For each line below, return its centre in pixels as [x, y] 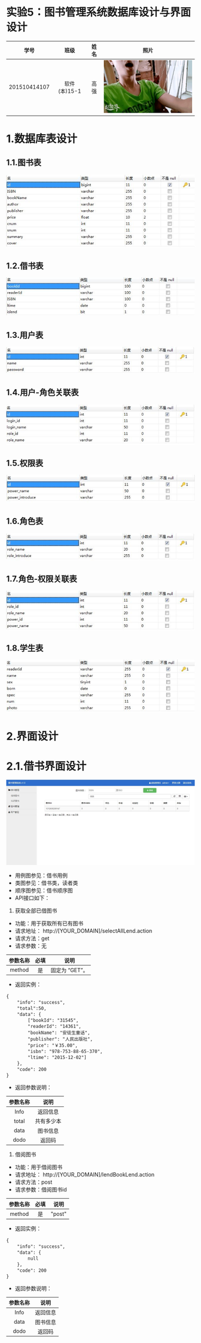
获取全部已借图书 [36, 911]
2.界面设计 [32, 736]
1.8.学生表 [25, 648]
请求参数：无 [31, 946]
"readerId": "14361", [55, 1027]
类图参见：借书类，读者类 [46, 883]
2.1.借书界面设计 [46, 766]
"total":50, [32, 1009]
